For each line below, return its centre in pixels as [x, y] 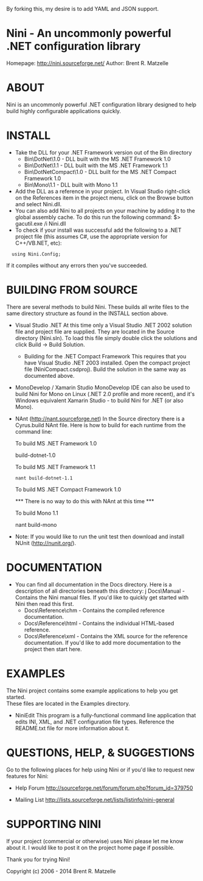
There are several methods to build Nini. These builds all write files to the [98, 307]
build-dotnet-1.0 [35, 455]
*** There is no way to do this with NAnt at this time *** [84, 501]
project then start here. [53, 649]
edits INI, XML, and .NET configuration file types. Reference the [95, 722]
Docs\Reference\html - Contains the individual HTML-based [99, 623]
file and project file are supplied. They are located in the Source [95, 332]
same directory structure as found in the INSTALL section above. [87, 313]
